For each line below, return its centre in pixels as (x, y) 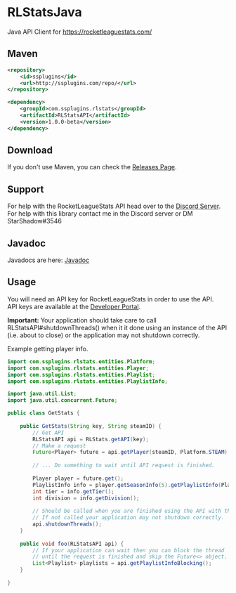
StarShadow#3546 (34, 221)
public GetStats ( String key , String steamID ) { (91, 426)
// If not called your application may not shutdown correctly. (129, 518)
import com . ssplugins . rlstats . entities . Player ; (78, 368)
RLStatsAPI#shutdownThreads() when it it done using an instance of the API (117, 327)
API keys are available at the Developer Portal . (74, 306)
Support (26, 189)
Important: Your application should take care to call (82, 320)
